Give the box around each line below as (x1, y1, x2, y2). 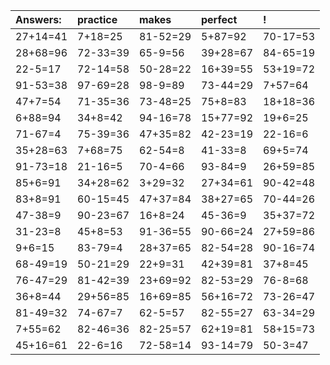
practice (77, 13, 118, 26)
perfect (201, 13, 238, 26)
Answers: (15, 13, 62, 26)
